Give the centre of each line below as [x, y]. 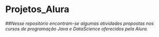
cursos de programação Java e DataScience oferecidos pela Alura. [77, 28]
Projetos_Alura [37, 9]
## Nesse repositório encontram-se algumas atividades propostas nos [80, 23]
